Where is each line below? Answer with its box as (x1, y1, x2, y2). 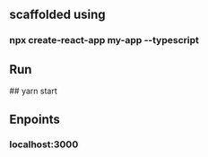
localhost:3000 (9, 138, 79, 151)
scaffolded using (9, 7, 106, 22)
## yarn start (9, 85, 57, 97)
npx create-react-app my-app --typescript (9, 34, 200, 47)
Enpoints (9, 111, 61, 126)
